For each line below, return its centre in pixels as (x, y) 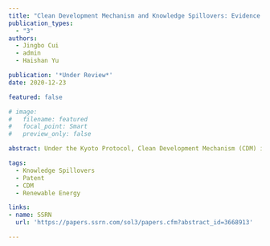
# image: (23, 112)
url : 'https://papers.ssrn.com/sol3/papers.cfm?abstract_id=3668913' (134, 223)
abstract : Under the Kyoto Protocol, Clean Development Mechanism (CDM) (133, 149)
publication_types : (41, 23)
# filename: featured (48, 119)
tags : (17, 163)
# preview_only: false (50, 134)
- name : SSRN (30, 215)
